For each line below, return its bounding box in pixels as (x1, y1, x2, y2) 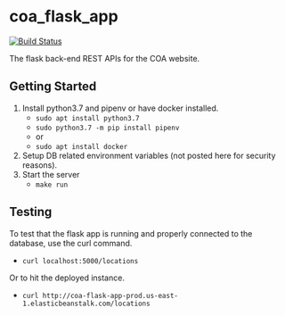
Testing (9, 204, 53, 220)
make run (35, 180, 69, 189)
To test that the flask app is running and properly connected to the (9, 228, 253, 238)
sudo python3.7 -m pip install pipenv (35, 123, 180, 132)
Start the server (21, 169, 80, 179)
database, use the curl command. (9, 237, 133, 248)
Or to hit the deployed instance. (9, 272, 125, 283)
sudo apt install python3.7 (35, 113, 140, 122)
